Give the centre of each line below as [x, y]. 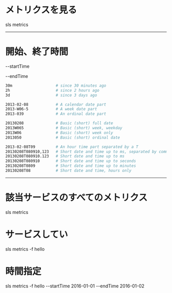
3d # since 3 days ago [51, 95]
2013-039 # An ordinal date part [56, 114]
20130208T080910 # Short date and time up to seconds [71, 161]
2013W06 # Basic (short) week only [59, 133]
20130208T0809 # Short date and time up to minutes [71, 166]
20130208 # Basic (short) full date [59, 123]
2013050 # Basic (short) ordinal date [63, 138]
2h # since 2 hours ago [52, 90]
